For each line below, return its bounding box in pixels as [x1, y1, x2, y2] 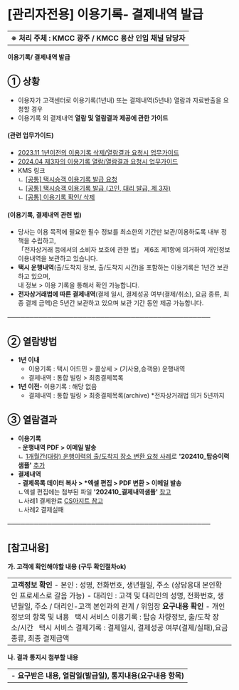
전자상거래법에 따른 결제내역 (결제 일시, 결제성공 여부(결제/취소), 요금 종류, [17, 290, 222, 299]
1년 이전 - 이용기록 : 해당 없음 [17, 382, 97, 391]
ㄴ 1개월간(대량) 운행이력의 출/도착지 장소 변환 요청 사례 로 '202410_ [17, 452, 207, 460]
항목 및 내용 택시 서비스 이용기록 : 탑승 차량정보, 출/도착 [32, 612, 211, 622]
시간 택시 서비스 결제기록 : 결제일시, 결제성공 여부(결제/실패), [20, 622, 216, 632]
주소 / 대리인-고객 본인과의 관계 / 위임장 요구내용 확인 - [34, 601, 211, 611]
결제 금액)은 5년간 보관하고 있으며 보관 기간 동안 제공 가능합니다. [25, 299, 204, 307]
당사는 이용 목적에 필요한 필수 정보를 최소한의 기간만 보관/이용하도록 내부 [17, 228, 220, 236]
